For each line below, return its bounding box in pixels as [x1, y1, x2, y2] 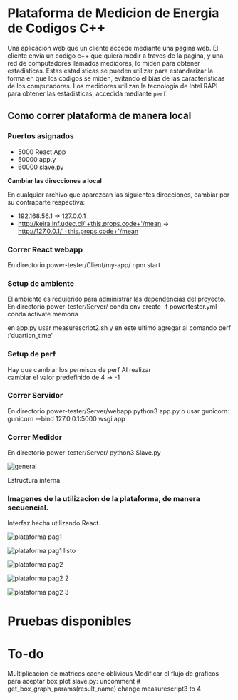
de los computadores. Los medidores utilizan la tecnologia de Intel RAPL [7, 81, 219, 90]
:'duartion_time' [7, 331, 53, 340]
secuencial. [7, 503, 49, 513]
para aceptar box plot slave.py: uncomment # [7, 676, 141, 685]
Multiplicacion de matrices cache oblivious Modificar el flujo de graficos [7, 669, 219, 678]
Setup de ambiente [7, 278, 75, 288]
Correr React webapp [7, 245, 83, 254]
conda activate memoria [7, 310, 78, 319]
